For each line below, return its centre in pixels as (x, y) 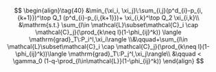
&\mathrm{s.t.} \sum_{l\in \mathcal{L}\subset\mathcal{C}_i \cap (108, 25)
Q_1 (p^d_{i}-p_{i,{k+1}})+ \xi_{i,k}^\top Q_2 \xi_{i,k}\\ (126, 18)
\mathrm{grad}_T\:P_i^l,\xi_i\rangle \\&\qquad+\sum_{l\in (108, 39)
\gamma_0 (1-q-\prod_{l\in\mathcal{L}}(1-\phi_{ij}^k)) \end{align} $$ (108, 61)
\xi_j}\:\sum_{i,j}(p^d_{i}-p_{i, (162, 11)
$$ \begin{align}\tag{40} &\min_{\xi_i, (67, 11)
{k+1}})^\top (34, 18)
